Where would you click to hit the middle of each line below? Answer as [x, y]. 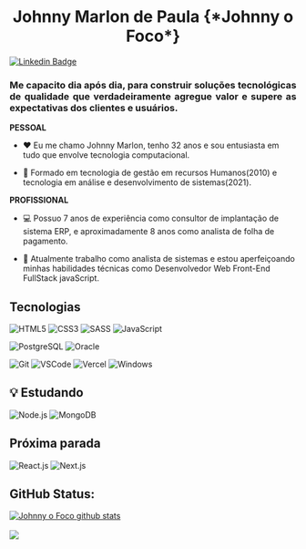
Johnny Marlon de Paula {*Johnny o [153, 17]
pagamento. [45, 241]
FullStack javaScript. [61, 278]
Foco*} [153, 36]
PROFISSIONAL [39, 200]
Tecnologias [45, 307]
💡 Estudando [46, 393]
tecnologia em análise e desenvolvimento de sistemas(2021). [137, 182]
